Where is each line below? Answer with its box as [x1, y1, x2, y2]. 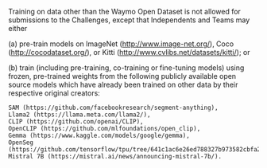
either [8, 24, 28, 33]
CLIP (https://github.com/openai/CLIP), [8, 118, 145, 126]
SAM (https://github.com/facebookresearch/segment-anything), [8, 104, 219, 111]
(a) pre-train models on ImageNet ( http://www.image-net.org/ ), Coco [8, 39, 234, 49]
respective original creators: [8, 88, 101, 98]
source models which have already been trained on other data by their [8, 80, 238, 89]
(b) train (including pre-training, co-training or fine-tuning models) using [8, 63, 245, 72]
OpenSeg [8, 139, 34, 147]
